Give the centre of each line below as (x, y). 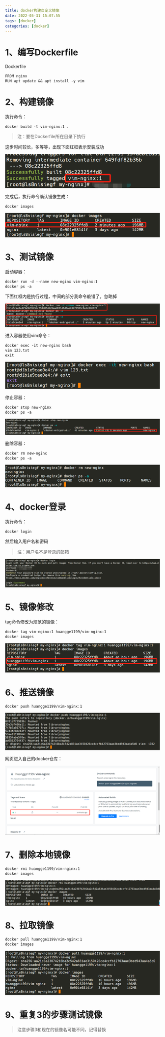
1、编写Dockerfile (42, 53)
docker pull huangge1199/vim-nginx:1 (44, 939)
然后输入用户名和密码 (27, 541)
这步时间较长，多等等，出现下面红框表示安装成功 (55, 147)
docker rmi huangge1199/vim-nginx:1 (42, 869)
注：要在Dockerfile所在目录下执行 (51, 137)
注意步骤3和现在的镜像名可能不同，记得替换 (62, 1029)
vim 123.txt (17, 350)
